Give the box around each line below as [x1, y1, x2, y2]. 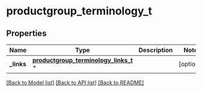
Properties [6, 28, 47, 38]
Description [138, 46, 173, 54]
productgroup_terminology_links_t [32, 56, 133, 64]
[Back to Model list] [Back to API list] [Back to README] [6, 79, 144, 86]
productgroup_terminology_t [6, 4, 152, 18]
